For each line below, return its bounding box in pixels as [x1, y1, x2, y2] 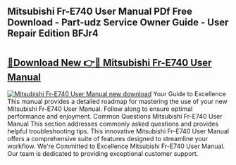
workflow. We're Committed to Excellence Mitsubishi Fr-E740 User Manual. [7, 142, 225, 150]
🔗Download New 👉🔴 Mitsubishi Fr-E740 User [7, 56, 212, 69]
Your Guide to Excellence [153, 90, 227, 98]
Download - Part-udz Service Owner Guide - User [7, 17, 229, 29]
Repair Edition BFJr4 [7, 27, 99, 39]
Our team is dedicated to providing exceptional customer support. [7, 150, 199, 157]
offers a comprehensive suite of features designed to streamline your [7, 135, 209, 143]
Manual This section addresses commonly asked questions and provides [7, 119, 219, 128]
